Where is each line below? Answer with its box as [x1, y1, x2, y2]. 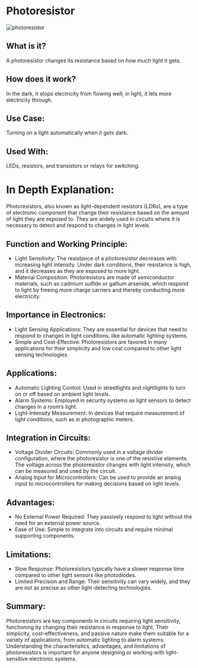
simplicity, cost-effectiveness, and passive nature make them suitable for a [6, 629, 189, 637]
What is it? [6, 41, 46, 51]
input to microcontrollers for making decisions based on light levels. [14, 480, 181, 487]
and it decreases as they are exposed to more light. [14, 267, 140, 274]
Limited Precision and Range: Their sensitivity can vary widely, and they [14, 578, 191, 585]
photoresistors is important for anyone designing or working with [6, 648, 165, 656]
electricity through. [6, 96, 53, 104]
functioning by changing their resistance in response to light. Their [6, 623, 169, 631]
